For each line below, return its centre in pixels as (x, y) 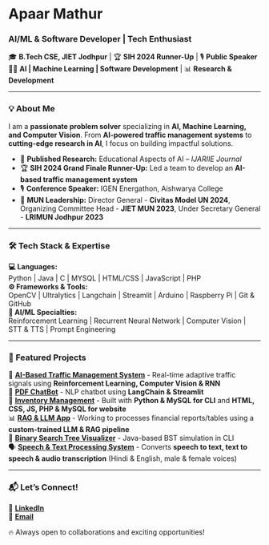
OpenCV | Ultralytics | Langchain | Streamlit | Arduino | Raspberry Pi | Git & (131, 295)
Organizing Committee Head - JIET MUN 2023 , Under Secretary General (140, 208)
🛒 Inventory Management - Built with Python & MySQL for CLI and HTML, (131, 401)
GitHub (20, 304)
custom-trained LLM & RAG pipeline (69, 430)
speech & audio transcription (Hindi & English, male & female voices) (123, 458)
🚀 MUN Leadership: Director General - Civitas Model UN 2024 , (125, 200)
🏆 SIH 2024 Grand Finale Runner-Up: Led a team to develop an (126, 168)
